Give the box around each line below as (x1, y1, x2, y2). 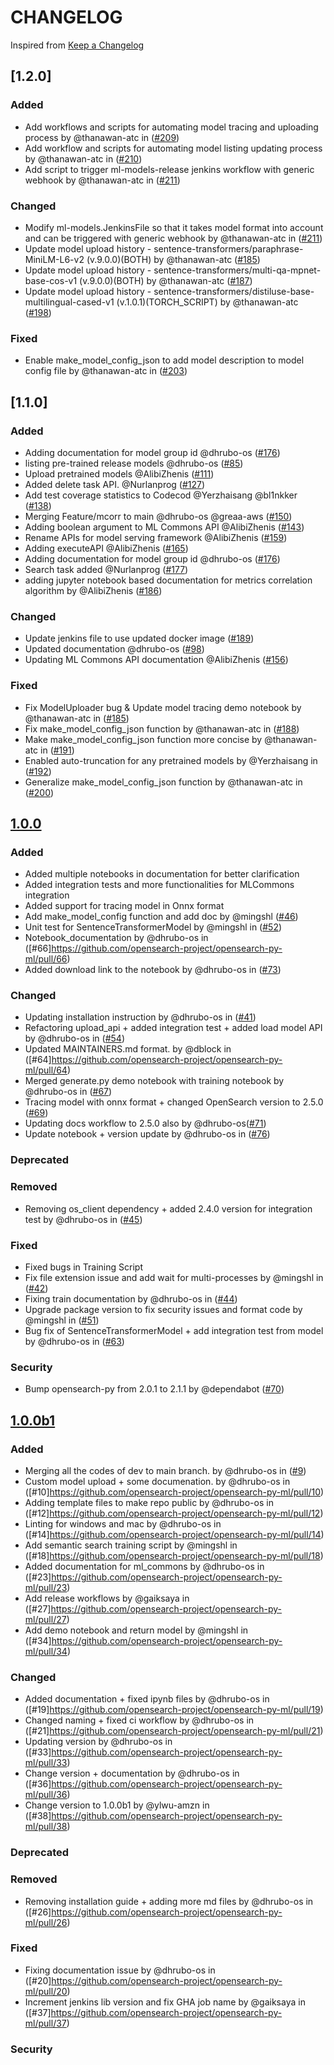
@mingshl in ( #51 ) (24, 1314, 100, 1326)
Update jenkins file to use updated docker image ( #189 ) (24, 632, 255, 645)
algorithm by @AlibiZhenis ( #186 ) (24, 584, 163, 596)
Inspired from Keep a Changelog (10, 39, 145, 51)
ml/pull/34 (24, 1645, 68, 1657)
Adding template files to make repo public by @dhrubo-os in (24, 1496, 274, 1508)
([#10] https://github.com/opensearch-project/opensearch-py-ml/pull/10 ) (24, 1486, 325, 1498)
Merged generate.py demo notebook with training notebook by (24, 1075, 285, 1087)
